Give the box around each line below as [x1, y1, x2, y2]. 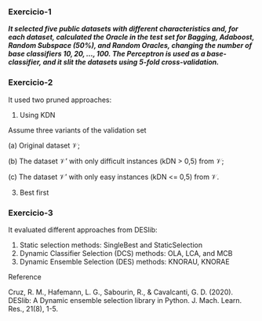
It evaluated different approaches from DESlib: [8, 224, 158, 234]
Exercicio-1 [8, 6, 52, 17]
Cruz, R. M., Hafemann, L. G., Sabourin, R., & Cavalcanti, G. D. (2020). [8, 287, 234, 297]
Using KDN [19, 110, 56, 119]
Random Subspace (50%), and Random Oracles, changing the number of [8, 41, 253, 50]
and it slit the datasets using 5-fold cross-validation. [42, 57, 220, 67]
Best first [19, 188, 49, 197]
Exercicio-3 [8, 207, 53, 218]
